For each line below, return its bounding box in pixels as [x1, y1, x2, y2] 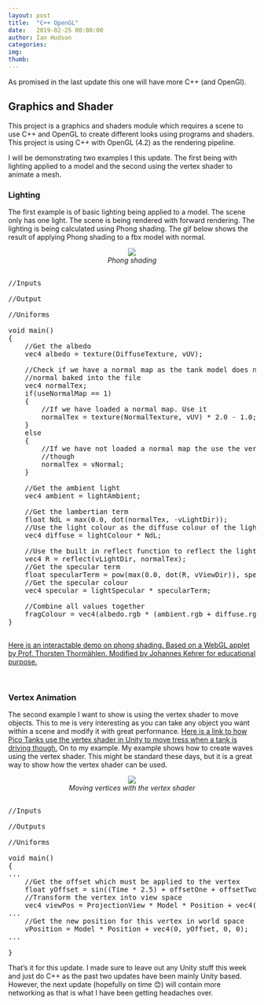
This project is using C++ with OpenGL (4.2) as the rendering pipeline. [8, 137, 236, 147]
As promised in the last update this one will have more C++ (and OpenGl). [8, 76, 247, 87]
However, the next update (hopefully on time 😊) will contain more [8, 980, 222, 989]
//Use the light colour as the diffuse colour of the [24, 523, 236, 532]
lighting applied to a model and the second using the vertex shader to [8, 161, 233, 170]
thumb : [8, 56, 30, 64]
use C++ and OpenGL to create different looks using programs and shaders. [8, 129, 255, 139]
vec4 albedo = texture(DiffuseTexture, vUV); [24, 349, 203, 359]
